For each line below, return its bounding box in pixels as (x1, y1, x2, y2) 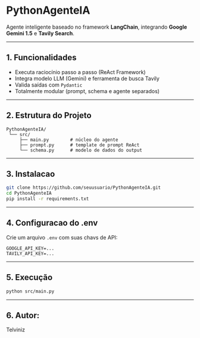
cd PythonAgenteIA (6, 190, 52, 196)
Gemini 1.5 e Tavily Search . (6, 29, 74, 36)
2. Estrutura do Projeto (6, 110, 92, 121)
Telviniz (6, 326, 26, 333)
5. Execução (6, 272, 53, 282)
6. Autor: (6, 310, 40, 320)
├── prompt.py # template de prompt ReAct (19, 142, 140, 148)
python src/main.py (6, 288, 55, 294)
